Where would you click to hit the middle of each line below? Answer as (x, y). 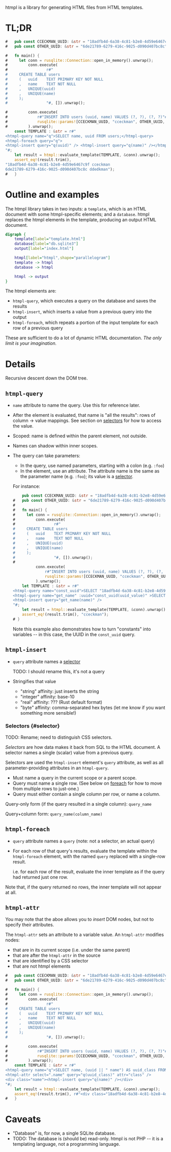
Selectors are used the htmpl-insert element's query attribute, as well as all (84, 762)
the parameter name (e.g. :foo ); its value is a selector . (77, 477)
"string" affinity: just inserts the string (60, 691)
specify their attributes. (30, 925)
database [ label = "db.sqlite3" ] (47, 244)
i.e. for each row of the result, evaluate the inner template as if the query (89, 872)
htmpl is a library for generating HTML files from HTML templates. (74, 7)
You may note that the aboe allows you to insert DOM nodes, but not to (80, 920)
